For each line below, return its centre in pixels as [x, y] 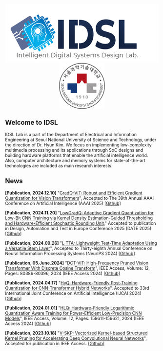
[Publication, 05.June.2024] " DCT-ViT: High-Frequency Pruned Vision [77, 263]
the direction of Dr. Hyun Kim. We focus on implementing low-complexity [79, 145]
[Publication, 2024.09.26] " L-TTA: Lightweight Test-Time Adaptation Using [81, 243]
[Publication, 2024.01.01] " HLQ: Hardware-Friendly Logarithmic [70, 308]
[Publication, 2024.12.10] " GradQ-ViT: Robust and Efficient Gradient [74, 193]
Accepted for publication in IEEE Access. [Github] [55, 343]
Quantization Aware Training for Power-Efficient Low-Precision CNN [73, 313]
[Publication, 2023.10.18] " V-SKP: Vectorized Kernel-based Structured [76, 333]
